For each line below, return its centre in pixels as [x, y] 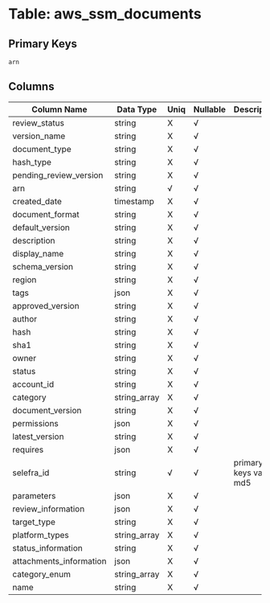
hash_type [32, 162]
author [25, 318]
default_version [41, 228]
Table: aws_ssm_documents [105, 14]
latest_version [38, 437]
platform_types [41, 535]
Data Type [137, 109]
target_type [34, 522]
